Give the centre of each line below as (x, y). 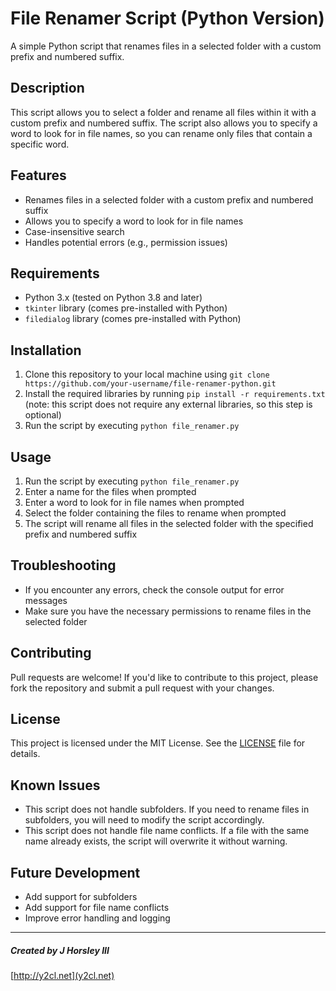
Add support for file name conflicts (97, 908)
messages (46, 600)
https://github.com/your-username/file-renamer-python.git (150, 384)
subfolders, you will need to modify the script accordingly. (144, 820)
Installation (46, 350)
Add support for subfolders (81, 897)
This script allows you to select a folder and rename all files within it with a (163, 112)
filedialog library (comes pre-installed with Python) (133, 319)
